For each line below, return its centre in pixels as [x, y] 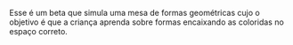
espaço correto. [39, 31]
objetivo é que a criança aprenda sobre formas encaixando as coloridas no [147, 22]
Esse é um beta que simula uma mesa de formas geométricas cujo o [134, 13]
